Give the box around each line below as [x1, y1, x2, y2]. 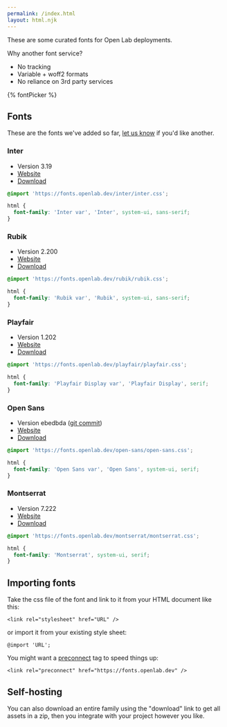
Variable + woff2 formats [17, 70, 89, 78]
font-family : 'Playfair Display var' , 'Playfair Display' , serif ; [13, 380, 209, 387]
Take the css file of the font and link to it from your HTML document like [7, 595, 212, 604]
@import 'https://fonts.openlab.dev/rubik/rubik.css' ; [7, 276, 169, 282]
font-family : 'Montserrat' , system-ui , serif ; [13, 551, 150, 558]
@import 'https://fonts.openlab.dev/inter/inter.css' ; [7, 190, 169, 197]
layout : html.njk [7, 17, 57, 24]
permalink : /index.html [7, 10, 76, 17]
